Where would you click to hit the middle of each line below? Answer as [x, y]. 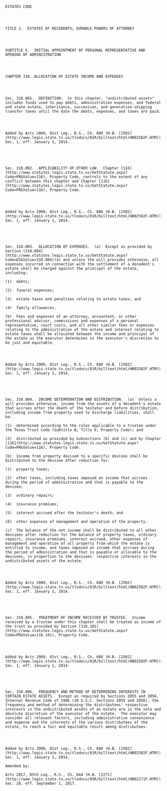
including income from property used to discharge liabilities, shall [80, 412]
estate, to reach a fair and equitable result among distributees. [77, 727]
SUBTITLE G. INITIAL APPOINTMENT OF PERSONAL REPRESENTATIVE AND [75, 50]
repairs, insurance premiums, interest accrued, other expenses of [77, 539]
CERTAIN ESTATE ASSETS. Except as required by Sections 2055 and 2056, [82, 696]
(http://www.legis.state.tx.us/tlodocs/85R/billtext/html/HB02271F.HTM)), [84, 779]
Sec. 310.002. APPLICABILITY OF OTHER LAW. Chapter [62, 168]
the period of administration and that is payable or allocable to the [81, 552]
